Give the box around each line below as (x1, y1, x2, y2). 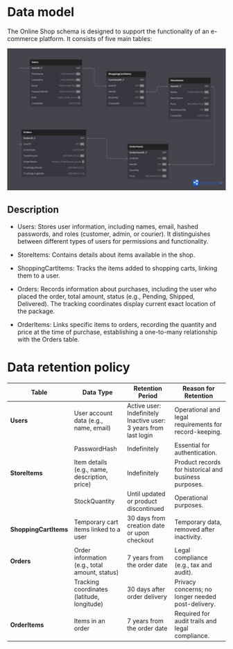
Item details (74, 457, 107, 466)
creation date (127, 521, 165, 530)
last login (127, 431, 153, 439)
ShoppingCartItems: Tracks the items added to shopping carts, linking (17, 264, 218, 272)
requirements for (174, 420, 223, 428)
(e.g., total (74, 560, 103, 569)
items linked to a (74, 525, 121, 533)
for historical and (174, 465, 223, 473)
